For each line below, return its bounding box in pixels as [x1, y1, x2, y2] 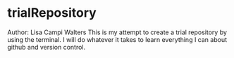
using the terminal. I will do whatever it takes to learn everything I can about [7, 35, 228, 43]
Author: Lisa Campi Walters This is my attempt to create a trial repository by [7, 28, 228, 36]
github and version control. [7, 43, 86, 51]
